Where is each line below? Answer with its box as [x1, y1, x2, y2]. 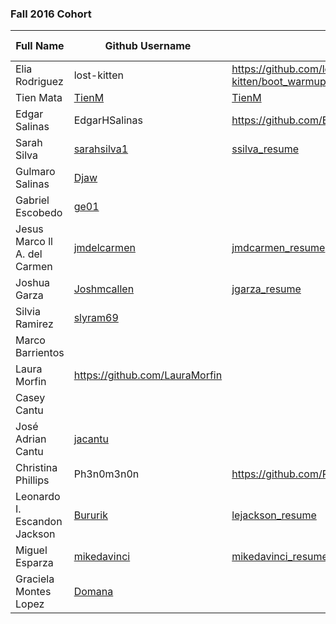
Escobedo [15, 206, 63, 220]
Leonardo [15, 490, 61, 504]
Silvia [15, 305, 41, 319]
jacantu [73, 432, 109, 446]
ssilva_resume [231, 142, 299, 156]
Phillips [15, 473, 50, 487]
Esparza [15, 556, 54, 570]
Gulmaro [15, 165, 56, 179]
